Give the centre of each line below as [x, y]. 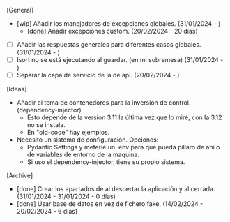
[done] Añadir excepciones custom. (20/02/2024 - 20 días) [112, 31]
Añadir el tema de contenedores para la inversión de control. [103, 103]
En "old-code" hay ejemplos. [68, 133]
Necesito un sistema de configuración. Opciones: [87, 140]
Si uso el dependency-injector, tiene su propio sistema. [106, 162]
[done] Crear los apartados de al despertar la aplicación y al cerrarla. [116, 189]
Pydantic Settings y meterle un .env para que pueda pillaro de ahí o [123, 147]
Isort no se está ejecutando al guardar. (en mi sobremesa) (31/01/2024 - [120, 60]
